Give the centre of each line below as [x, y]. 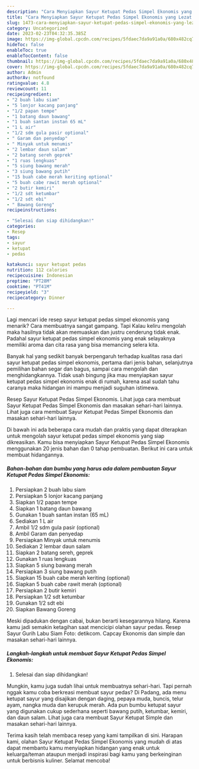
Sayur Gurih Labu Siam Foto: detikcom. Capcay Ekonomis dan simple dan [96, 634]
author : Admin [24, 72]
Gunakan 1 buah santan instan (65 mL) [62, 515]
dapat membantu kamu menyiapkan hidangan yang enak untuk [83, 748]
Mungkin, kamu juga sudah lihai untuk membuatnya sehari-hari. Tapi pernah [99, 686]
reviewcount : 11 [27, 89]
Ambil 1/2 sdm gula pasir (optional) [57, 528]
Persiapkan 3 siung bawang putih [56, 572]
